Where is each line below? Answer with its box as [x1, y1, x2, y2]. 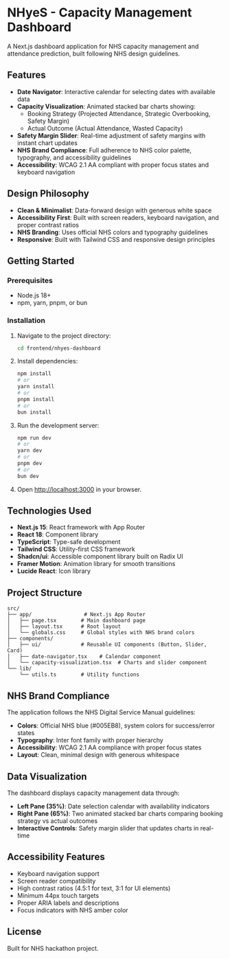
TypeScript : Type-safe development [16, 538, 121, 546]
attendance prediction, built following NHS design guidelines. [7, 49, 181, 58]
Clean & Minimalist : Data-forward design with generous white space [16, 206, 212, 214]
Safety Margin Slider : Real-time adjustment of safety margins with [16, 131, 206, 139]
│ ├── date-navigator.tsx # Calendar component [7, 653, 161, 660]
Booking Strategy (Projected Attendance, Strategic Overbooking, [27, 109, 211, 117]
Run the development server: [16, 421, 100, 429]
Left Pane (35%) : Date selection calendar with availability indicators [16, 802, 210, 810]
